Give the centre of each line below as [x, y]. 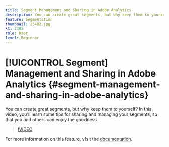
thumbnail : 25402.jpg [28, 24]
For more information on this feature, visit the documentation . [69, 139]
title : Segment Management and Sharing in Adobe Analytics [68, 10]
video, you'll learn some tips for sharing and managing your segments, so [81, 114]
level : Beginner [22, 38]
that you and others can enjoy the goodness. [52, 119]
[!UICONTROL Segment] [57, 63]
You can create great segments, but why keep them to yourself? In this [78, 109]
